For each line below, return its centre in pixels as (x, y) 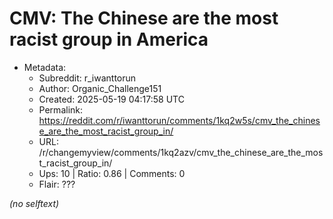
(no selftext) (34, 203)
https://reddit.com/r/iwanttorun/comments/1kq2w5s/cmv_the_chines (179, 120)
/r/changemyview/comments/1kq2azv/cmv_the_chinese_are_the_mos (181, 152)
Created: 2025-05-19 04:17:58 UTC (111, 99)
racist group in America (109, 39)
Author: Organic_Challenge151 (100, 88)
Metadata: (45, 67)
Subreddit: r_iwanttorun (87, 78)
